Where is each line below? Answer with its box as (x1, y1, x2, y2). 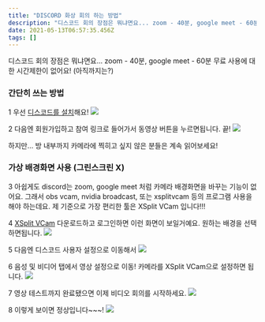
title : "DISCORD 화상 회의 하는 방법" (8, 11, 122, 20)
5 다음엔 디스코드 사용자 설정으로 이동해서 (8, 245, 136, 254)
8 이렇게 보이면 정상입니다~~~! (8, 305, 104, 314)
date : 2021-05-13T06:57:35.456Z (8, 26, 114, 34)
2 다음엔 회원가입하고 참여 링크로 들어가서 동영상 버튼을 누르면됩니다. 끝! (8, 124, 231, 133)
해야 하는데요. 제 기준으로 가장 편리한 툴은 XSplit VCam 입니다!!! (8, 201, 206, 211)
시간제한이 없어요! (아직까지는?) (16, 66, 114, 76)
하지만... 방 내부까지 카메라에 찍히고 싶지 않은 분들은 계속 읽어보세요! (8, 140, 218, 150)
